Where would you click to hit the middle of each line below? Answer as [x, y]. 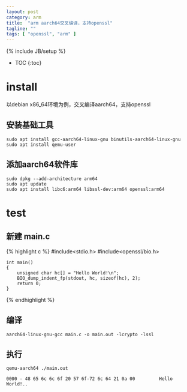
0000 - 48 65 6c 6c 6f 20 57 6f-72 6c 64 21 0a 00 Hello [89, 379]
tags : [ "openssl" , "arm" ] [41, 34]
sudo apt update [26, 184]
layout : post [22, 12]
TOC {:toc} [28, 63]
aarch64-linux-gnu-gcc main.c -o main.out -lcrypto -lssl [80, 334]
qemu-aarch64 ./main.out [37, 369]
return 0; [29, 283]
